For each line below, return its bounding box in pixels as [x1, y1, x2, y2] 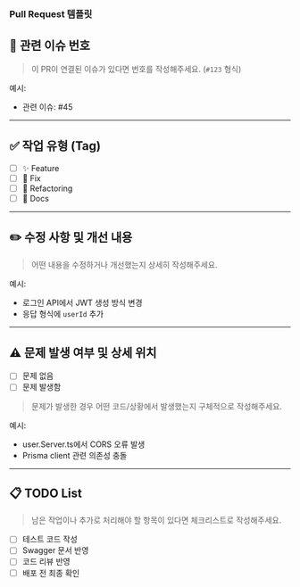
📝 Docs [21, 193, 49, 203]
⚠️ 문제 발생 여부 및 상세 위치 [9, 345, 157, 360]
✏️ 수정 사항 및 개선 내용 [9, 230, 133, 245]
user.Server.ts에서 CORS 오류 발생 [21, 439, 146, 450]
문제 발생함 [21, 382, 62, 393]
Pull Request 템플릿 [9, 7, 93, 20]
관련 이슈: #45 [21, 101, 73, 112]
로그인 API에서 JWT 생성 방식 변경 [21, 297, 143, 308]
